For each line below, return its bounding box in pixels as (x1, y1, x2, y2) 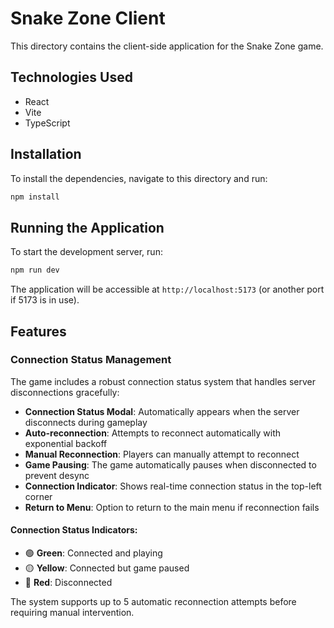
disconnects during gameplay (24, 416, 148, 428)
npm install (10, 192, 60, 202)
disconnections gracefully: (10, 386, 120, 398)
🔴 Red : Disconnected (24, 577, 113, 589)
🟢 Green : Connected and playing (24, 547, 163, 559)
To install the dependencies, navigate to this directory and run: (10, 172, 268, 184)
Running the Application (10, 219, 165, 236)
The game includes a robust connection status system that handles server (10, 375, 316, 387)
